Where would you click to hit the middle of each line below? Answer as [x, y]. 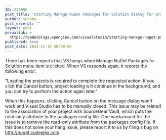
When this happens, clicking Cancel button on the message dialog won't [79, 101]
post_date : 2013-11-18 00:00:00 [38, 47]
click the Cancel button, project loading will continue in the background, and [83, 86]
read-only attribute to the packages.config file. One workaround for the [78, 116]
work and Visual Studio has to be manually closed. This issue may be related [83, 106]
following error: [21, 71]
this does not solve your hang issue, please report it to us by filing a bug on [82, 127]
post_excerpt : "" [23, 23]
